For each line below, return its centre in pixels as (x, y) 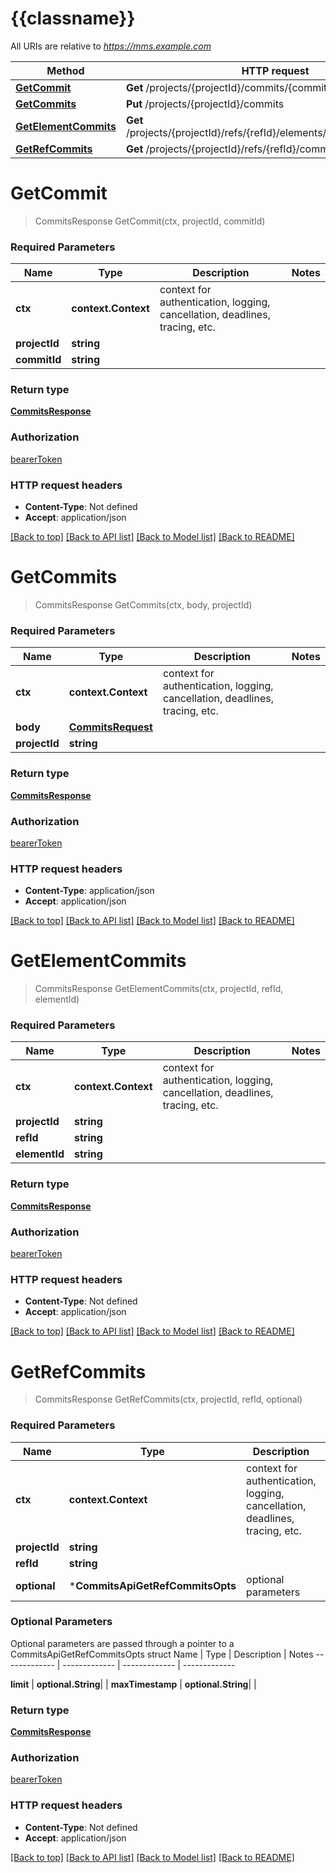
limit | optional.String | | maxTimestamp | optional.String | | (133, 1684)
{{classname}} (73, 18)
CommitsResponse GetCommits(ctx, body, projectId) (143, 605)
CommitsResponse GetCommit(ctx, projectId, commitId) (150, 221)
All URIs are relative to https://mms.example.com (111, 46)
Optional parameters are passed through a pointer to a (122, 1643)
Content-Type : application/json (89, 891)
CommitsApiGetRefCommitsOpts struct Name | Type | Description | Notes (162, 1654)
